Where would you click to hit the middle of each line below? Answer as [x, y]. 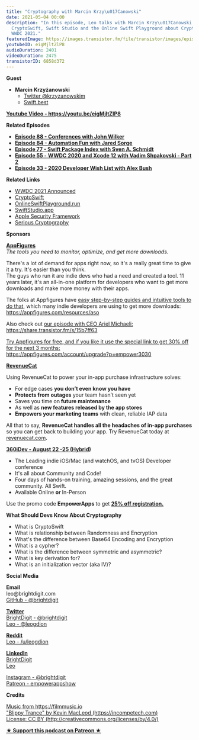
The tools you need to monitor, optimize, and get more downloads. [87, 252]
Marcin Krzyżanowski [42, 89]
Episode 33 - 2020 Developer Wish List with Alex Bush [83, 168]
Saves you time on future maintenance [63, 401]
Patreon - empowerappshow [41, 683]
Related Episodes [28, 125]
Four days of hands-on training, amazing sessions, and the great [94, 480]
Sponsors [18, 234]
